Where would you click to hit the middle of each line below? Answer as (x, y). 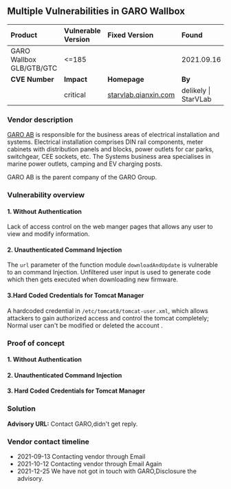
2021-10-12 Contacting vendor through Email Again (89, 464)
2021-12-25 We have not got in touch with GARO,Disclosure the (107, 471)
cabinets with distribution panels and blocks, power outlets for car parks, (111, 149)
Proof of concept (36, 343)
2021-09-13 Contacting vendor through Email (81, 456)
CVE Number (32, 79)
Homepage (126, 79)
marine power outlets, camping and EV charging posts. (85, 164)
